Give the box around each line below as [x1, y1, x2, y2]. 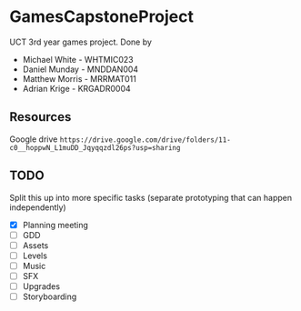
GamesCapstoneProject [9, 6, 194, 27]
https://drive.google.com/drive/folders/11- [59, 135, 232, 145]
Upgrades [22, 280, 61, 292]
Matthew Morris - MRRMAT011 [22, 73, 136, 84]
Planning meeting [22, 219, 89, 230]
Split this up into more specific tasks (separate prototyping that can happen [9, 192, 293, 203]
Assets [22, 239, 49, 251]
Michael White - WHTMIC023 [22, 54, 134, 65]
